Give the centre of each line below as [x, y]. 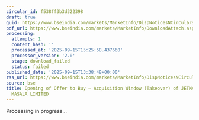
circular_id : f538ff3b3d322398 [45, 12]
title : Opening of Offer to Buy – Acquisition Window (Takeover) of [92, 89]
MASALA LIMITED [30, 94]
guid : [13, 22]
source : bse [21, 83]
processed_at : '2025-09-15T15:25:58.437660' [67, 50]
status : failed [30, 67]
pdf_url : [17, 28]
